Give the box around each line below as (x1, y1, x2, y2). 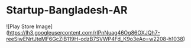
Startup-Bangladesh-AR (6, 4, 128, 17)
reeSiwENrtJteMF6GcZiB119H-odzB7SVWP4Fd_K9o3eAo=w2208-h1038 (6, 35, 183, 42)
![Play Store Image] (6, 23, 53, 30)
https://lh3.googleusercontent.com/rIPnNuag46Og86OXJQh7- (8, 29, 161, 36)
